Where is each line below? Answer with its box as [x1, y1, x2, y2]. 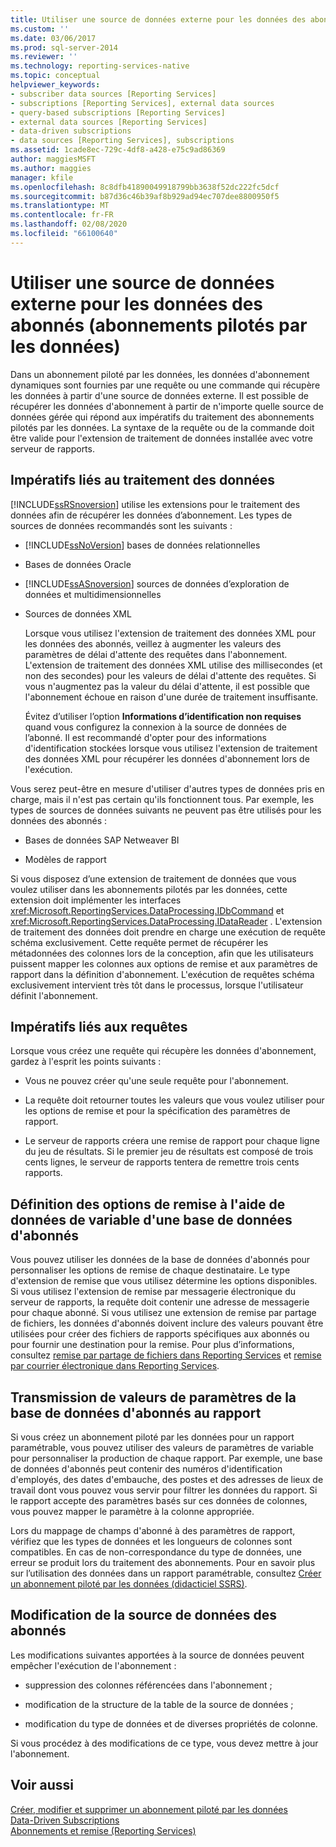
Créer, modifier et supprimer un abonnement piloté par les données [10, 1803, 288, 1815]
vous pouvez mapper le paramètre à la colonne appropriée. [10, 1505, 255, 1517]
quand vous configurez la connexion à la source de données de [24, 721, 288, 733]
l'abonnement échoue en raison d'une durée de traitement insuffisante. [24, 691, 319, 703]
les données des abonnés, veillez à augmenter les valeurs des [24, 637, 282, 650]
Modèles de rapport [24, 853, 107, 865]
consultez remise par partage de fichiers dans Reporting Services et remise [10, 1349, 322, 1361]
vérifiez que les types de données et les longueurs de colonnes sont [10, 1535, 293, 1547]
